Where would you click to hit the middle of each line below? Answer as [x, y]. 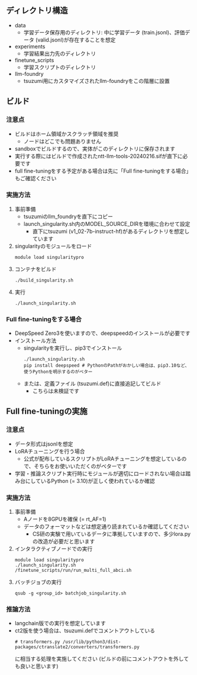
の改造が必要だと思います [64, 542]
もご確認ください [35, 178]
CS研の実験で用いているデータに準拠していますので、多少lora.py [112, 534]
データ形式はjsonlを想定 [44, 444]
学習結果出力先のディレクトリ [60, 53]
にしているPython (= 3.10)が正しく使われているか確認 [90, 481]
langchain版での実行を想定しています [60, 623]
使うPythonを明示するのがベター [58, 372]
